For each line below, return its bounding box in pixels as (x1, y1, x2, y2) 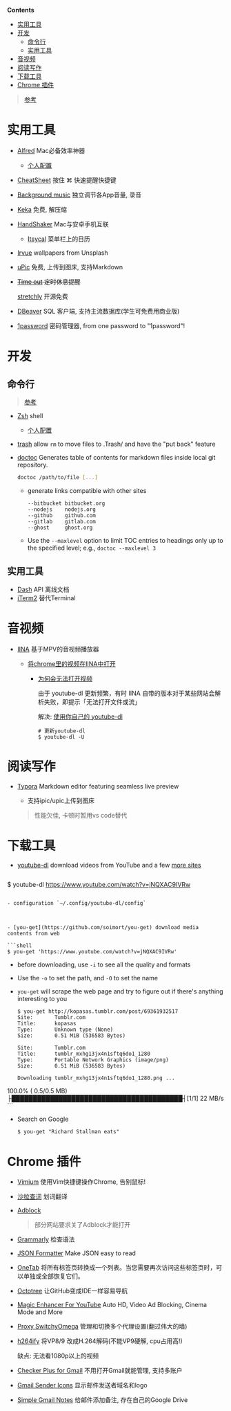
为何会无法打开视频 (37, 674, 93, 683)
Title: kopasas (17, 1021, 77, 1027)
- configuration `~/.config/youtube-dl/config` (7, 900, 147, 907)
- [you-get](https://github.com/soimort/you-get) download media (7, 924, 199, 931)
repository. (17, 460, 48, 469)
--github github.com (27, 512, 97, 519)
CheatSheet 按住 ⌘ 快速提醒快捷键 (17, 176, 117, 184)
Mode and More (17, 1308, 63, 1316)
